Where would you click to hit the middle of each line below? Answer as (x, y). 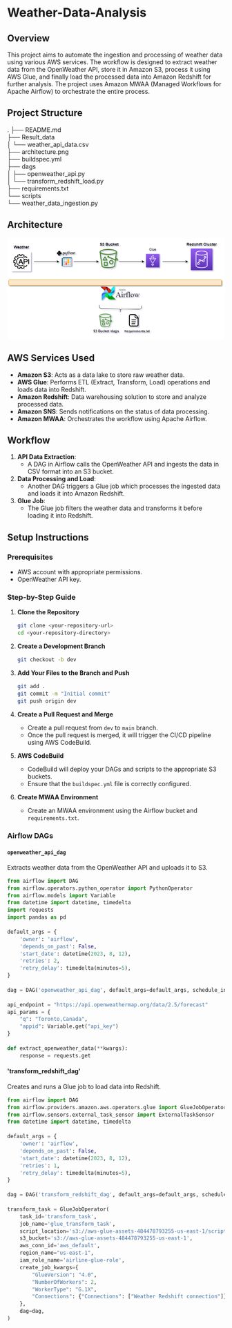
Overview (29, 38)
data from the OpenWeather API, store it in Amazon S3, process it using (109, 69)
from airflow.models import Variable (61, 895)
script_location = (45, 1231)
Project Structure (45, 113)
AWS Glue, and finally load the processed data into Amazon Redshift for (109, 77)
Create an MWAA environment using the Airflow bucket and (113, 810)
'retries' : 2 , (40, 961)
